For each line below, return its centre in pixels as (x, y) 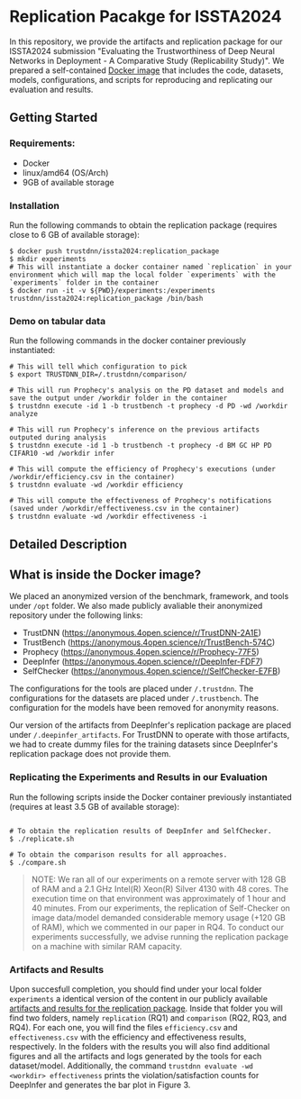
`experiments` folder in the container (84, 282)
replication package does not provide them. (90, 754)
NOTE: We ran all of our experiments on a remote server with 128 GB (159, 879)
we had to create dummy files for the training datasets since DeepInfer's (144, 744)
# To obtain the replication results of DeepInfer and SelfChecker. (141, 831)
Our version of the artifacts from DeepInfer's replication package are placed (150, 725)
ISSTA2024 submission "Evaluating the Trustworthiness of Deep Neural (142, 50)
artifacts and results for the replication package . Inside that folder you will (146, 1008)
